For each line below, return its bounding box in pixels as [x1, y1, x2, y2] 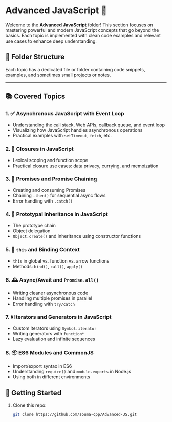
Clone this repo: [12, 402, 47, 408]
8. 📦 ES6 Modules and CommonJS [5, 349, 94, 356]
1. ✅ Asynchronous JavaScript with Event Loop [5, 110, 124, 117]
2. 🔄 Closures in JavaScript [5, 146, 74, 153]
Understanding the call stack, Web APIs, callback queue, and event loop [12, 122, 165, 128]
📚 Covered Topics [5, 92, 66, 101]
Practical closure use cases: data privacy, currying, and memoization [12, 163, 159, 169]
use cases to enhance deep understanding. [5, 38, 97, 44]
